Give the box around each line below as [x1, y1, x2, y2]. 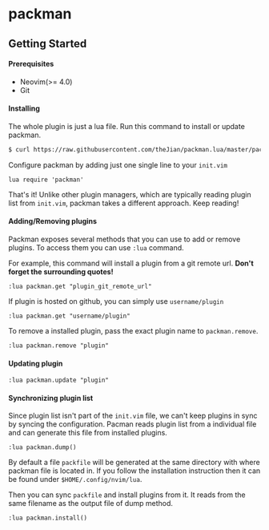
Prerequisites [8, 59, 54, 69]
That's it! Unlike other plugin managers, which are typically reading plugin [8, 189, 251, 199]
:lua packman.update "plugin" [8, 376, 110, 385]
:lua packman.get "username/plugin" [8, 312, 130, 321]
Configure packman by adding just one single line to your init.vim [8, 160, 228, 169]
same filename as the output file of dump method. [8, 499, 174, 508]
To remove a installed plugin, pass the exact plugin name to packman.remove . [8, 326, 259, 336]
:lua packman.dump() [8, 443, 78, 451]
